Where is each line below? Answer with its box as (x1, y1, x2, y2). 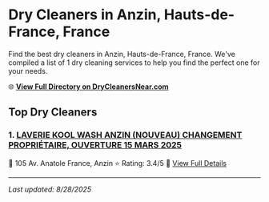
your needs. (8, 66, 48, 75)
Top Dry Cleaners (8, 106, 98, 119)
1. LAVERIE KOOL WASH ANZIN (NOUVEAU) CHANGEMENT (8, 130, 243, 141)
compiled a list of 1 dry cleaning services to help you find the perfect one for (8, 58, 260, 67)
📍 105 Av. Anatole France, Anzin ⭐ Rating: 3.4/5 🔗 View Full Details (8, 158, 227, 168)
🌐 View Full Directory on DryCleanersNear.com (8, 82, 170, 91)
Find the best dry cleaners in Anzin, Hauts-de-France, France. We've (8, 49, 236, 59)
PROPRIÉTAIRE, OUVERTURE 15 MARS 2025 (8, 139, 183, 151)
